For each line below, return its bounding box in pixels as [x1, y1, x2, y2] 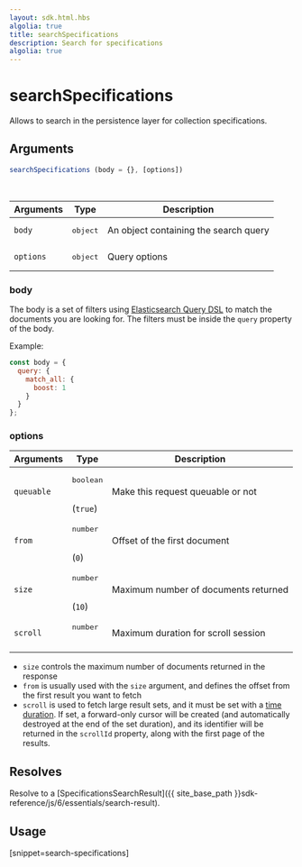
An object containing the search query [106, 224, 270, 237]
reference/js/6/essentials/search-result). [9, 798, 160, 808]
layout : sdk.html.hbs [9, 13, 91, 23]
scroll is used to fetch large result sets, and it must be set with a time [22, 699, 282, 710]
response [22, 671, 59, 681]
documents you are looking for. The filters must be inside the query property [9, 314, 293, 324]
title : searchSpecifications [9, 30, 119, 39]
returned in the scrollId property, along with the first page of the [22, 728, 265, 739]
